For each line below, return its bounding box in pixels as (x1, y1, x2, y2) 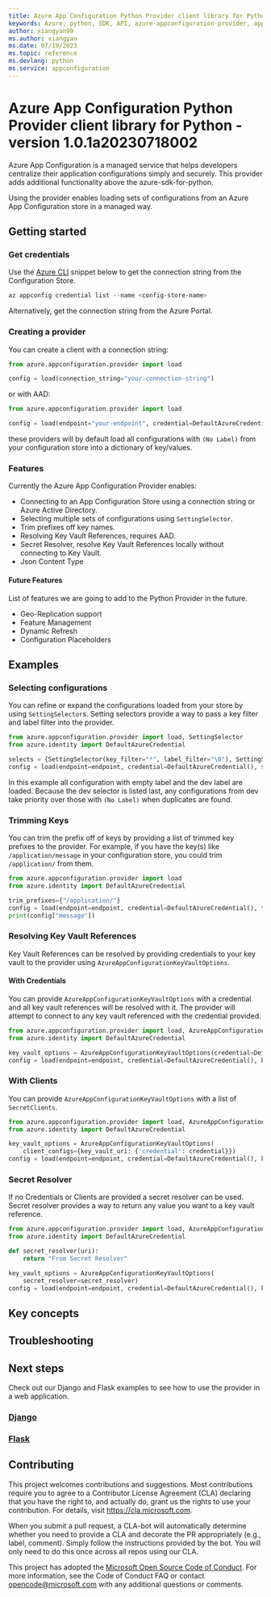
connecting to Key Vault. (19, 548, 102, 558)
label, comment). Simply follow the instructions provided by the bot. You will (8, 1538, 261, 1548)
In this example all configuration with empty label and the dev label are (8, 777, 244, 787)
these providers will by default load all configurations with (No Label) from (8, 434, 256, 444)
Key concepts (8, 1306, 79, 1320)
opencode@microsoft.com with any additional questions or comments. (8, 1579, 244, 1589)
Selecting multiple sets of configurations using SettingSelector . (19, 514, 233, 524)
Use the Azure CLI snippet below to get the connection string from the (8, 267, 242, 277)
